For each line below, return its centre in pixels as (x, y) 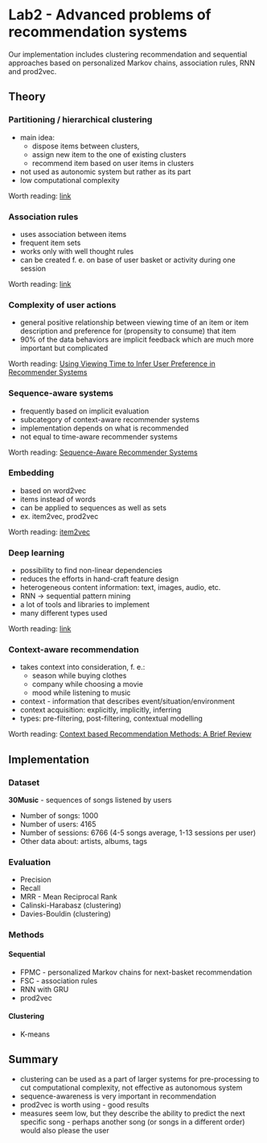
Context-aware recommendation (74, 650)
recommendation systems (98, 32)
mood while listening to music (81, 693)
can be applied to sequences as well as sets (93, 507)
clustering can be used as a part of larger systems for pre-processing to (140, 1079)
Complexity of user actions (62, 305)
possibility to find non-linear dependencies (91, 571)
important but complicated (64, 348)
